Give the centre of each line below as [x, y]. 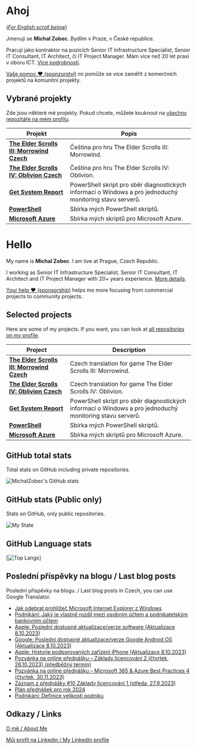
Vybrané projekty [39, 99]
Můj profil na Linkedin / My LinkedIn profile [58, 740]
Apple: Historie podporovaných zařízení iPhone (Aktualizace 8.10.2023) [100, 652]
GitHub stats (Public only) [54, 499]
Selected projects [39, 315]
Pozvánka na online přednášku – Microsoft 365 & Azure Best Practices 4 [102, 670]
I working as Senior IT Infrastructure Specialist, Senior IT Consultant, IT [92, 272]
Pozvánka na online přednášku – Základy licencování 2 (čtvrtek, [91, 658]
